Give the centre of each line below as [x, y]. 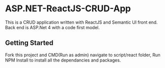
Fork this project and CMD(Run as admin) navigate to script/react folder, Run [83, 55]
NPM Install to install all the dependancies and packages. [63, 60]
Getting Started [29, 43]
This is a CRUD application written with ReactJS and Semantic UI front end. [81, 22]
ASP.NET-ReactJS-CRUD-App [68, 9]
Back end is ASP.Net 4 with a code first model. [52, 27]
